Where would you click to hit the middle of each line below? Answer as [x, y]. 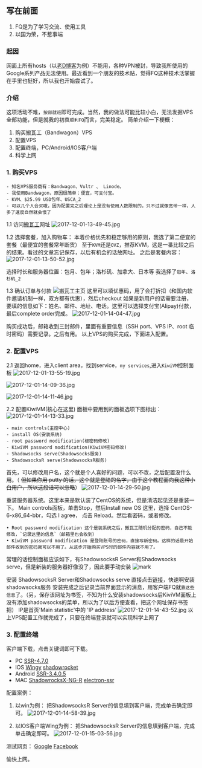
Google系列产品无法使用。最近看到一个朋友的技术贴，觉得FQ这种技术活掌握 [101, 73]
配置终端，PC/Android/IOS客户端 [56, 148]
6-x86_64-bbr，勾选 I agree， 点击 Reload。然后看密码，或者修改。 [90, 515]
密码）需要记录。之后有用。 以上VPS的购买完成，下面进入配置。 [91, 334]
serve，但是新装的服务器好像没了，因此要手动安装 [69, 567]
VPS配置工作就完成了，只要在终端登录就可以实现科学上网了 [85, 617]
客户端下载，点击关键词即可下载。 [49, 649]
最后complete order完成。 [39, 313]
